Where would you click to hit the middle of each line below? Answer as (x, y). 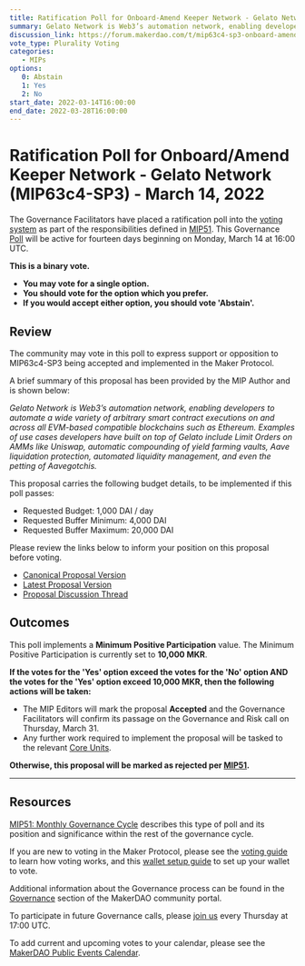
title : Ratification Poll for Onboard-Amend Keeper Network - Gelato (144, 18)
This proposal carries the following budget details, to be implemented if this (151, 483)
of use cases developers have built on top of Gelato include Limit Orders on (151, 437)
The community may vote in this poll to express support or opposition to (144, 354)
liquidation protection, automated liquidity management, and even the (140, 456)
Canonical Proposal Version (74, 575)
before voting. (35, 557)
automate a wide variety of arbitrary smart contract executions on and (142, 418)
